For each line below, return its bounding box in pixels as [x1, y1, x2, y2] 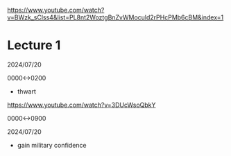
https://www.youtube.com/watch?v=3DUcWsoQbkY [7, 101, 156, 109]
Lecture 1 [7, 37, 61, 53]
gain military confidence [17, 141, 87, 149]
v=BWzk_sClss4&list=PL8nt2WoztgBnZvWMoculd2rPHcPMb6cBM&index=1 [7, 13, 224, 21]
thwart [17, 87, 37, 96]
